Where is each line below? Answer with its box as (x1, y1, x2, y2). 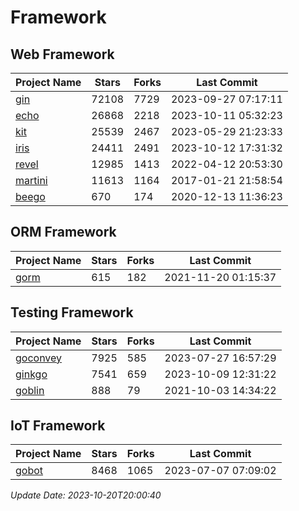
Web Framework (10, 46, 115, 63)
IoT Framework (10, 417, 106, 435)
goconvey (15, 351, 63, 365)
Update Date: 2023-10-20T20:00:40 (10, 489, 162, 501)
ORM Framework (10, 224, 117, 241)
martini (15, 174, 48, 187)
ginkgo (15, 367, 48, 381)
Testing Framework (10, 304, 134, 321)
